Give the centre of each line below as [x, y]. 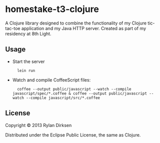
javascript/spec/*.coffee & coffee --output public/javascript [80, 93]
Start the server [28, 61]
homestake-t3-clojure [52, 9]
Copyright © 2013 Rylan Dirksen [38, 125]
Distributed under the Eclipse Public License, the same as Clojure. [73, 135]
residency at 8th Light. [28, 33]
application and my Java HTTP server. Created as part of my [84, 28]
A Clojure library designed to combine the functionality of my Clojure [76, 23]
